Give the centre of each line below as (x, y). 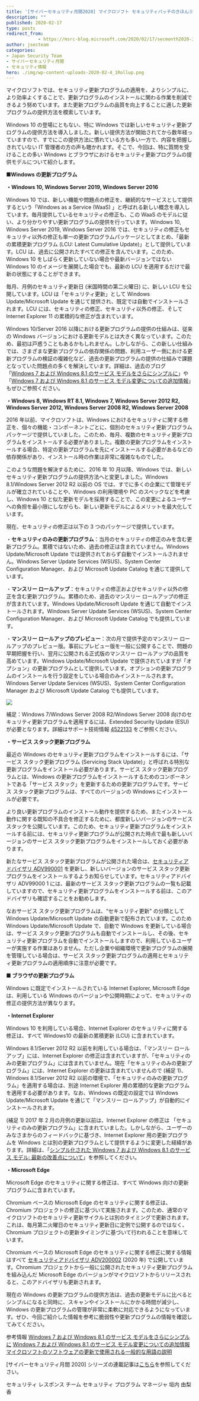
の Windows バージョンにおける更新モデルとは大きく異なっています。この (96, 337)
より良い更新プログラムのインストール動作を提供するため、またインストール (99, 812)
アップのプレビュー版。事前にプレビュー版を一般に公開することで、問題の (102, 646)
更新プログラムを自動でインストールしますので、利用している (101, 941)
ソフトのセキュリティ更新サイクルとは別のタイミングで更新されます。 (107, 1218)
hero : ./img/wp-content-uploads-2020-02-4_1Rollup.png (75, 72)
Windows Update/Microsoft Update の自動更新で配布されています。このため (99, 918)
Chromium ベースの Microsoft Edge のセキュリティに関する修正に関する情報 (99, 1253)
